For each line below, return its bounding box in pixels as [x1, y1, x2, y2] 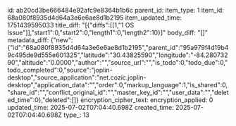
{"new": [50, 36, 73, 44]
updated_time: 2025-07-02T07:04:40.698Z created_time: [7, 103, 174, 111]
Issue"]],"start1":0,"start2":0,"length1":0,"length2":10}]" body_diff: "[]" [7, 28, 208, 37]
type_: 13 [63, 111, 90, 119]
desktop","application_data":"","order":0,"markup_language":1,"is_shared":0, [7, 81, 228, 89]
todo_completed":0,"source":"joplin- [7, 66, 113, 74]
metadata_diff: [7, 36, 49, 44]
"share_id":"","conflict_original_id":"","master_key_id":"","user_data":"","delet [7, 88, 229, 96]
